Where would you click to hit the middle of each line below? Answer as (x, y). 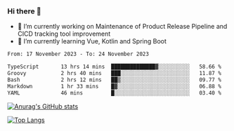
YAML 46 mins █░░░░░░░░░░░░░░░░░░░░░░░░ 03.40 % (114, 93)
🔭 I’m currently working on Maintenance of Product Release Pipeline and (122, 27)
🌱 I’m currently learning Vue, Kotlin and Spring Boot (92, 41)
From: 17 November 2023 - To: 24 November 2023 (78, 54)
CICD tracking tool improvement (64, 34)
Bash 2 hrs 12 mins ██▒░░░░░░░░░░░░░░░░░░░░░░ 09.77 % (114, 80)
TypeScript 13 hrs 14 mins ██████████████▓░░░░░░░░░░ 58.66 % (114, 67)
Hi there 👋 (25, 11)
